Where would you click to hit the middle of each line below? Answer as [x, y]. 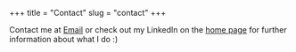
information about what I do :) [64, 39]
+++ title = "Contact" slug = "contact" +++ [88, 13]
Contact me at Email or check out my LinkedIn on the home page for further [148, 30]
